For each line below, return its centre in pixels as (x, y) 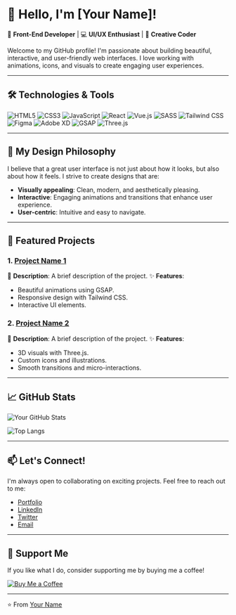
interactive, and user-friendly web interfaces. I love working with (101, 58)
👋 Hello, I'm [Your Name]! (82, 14)
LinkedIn (30, 510)
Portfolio (30, 503)
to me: (17, 488)
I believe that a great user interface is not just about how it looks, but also (113, 169)
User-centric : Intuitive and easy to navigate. (81, 212)
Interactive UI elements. (52, 305)
